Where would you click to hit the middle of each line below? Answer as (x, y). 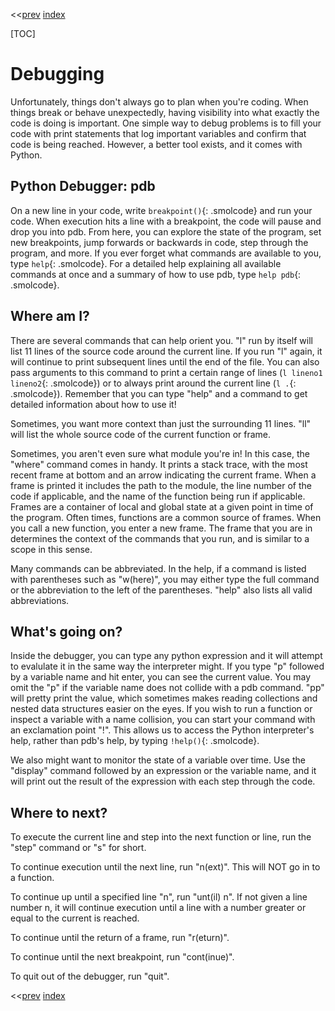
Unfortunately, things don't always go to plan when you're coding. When (159, 101)
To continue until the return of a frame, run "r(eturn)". (120, 938)
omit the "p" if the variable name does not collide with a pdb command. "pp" (167, 688)
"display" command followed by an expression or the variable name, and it (163, 771)
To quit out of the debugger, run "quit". (90, 976)
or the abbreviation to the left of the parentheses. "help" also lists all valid (161, 590)
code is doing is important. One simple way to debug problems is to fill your (166, 123)
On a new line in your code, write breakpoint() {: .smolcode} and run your (161, 210)
